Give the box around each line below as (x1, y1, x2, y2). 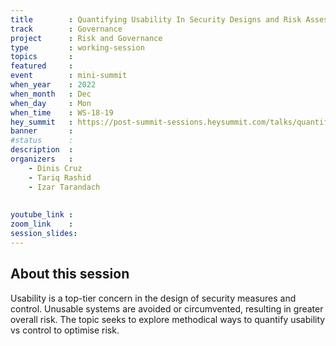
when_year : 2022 (10, 80, 97, 90)
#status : (10, 136, 74, 146)
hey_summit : (10, 117, 74, 127)
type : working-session (10, 42, 145, 53)
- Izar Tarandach (28, 182, 101, 192)
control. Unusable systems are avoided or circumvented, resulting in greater (10, 302, 324, 315)
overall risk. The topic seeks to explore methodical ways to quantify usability (10, 313, 326, 325)
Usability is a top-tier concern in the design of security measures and (10, 292, 297, 304)
